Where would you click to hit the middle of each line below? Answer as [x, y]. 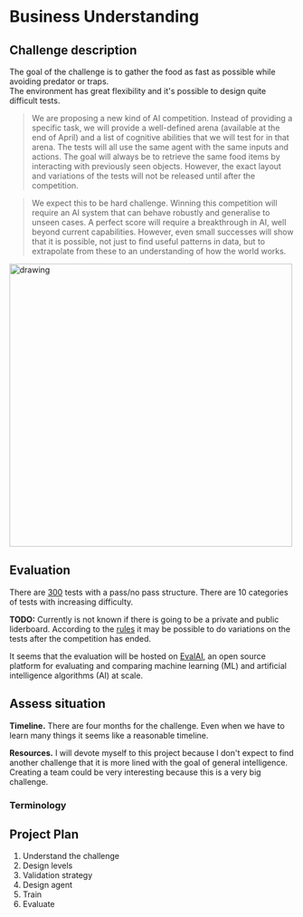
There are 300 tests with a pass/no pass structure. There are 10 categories [149, 592]
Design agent [47, 885]
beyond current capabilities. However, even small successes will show [162, 232]
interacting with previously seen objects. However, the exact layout [156, 166]
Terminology [38, 805]
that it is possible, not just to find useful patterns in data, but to [148, 241]
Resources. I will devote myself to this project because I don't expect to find [151, 752]
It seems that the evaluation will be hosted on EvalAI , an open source [138, 656]
